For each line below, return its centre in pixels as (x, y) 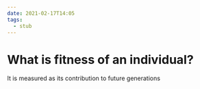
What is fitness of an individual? (100, 59)
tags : (15, 20)
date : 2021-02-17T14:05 (41, 13)
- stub (23, 26)
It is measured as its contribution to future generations (84, 78)
